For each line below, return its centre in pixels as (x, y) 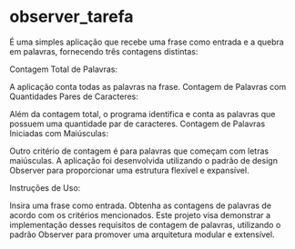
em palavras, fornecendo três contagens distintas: (104, 51)
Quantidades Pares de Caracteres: (74, 96)
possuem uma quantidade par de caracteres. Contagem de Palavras (137, 124)
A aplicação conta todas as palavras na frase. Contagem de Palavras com (148, 86)
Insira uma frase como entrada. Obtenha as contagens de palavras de (140, 205)
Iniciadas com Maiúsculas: (59, 133)
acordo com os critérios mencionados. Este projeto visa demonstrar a (140, 214)
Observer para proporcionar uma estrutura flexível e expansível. (129, 170)
